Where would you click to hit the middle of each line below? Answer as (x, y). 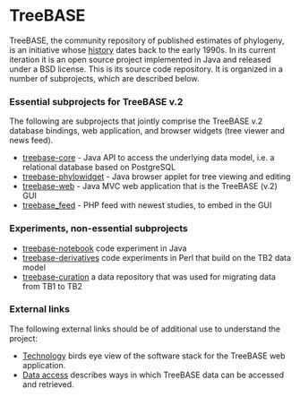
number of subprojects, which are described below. (104, 78)
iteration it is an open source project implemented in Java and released (140, 59)
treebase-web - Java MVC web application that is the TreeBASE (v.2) (150, 186)
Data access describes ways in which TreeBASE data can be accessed (153, 375)
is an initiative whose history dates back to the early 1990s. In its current (142, 49)
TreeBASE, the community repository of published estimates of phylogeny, (147, 40)
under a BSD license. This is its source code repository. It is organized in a (146, 69)
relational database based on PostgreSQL (99, 168)
